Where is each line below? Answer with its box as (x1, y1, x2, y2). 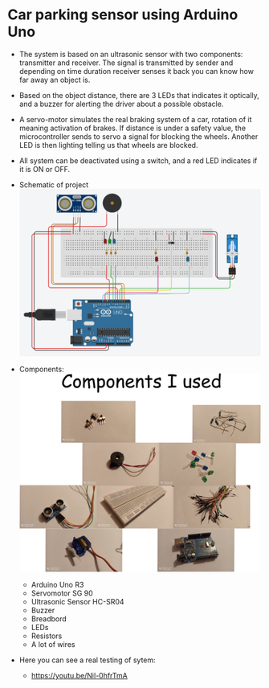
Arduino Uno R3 (31, 580, 84, 590)
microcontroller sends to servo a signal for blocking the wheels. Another (18, 131, 259, 141)
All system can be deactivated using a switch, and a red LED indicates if (18, 155, 258, 166)
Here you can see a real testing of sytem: (18, 655, 156, 665)
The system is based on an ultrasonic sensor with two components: (18, 49, 243, 59)
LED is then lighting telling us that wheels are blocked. (18, 140, 198, 149)
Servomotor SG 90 (31, 588, 93, 598)
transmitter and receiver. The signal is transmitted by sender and (18, 58, 234, 68)
